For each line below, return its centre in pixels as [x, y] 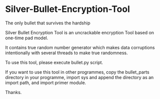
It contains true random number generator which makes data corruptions [80, 47]
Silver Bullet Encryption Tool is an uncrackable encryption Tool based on [80, 32]
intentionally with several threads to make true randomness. [67, 53]
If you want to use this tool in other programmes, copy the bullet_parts [77, 72]
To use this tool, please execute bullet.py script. [54, 62]
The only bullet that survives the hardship [48, 23]
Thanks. [13, 92]
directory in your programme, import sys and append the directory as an [80, 77]
